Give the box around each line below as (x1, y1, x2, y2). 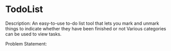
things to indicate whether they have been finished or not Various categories (5, 25, 166, 31)
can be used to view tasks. (5, 31, 62, 37)
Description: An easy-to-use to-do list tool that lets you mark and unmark (5, 20, 159, 26)
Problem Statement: (5, 40, 47, 46)
